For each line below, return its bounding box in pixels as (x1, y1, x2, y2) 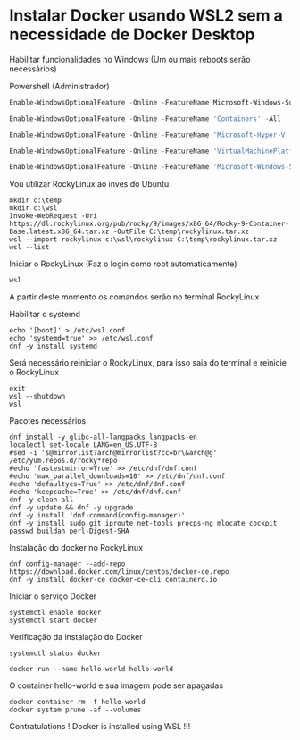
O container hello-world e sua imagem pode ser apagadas (9, 680, 224, 691)
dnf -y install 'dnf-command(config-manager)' (9, 511, 186, 520)
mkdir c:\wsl (9, 204, 58, 213)
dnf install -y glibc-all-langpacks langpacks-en (9, 433, 198, 442)
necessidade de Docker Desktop (9, 24, 255, 45)
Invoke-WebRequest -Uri (9, 212, 98, 221)
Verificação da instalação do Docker (9, 632, 143, 643)
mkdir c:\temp (9, 196, 62, 206)
